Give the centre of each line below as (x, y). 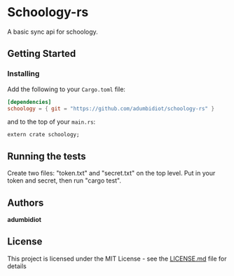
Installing (23, 74)
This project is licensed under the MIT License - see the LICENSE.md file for (117, 258)
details (17, 266)
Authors (26, 203)
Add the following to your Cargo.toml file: (67, 89)
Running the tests (47, 156)
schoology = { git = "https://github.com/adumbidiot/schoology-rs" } (111, 109)
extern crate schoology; (43, 135)
